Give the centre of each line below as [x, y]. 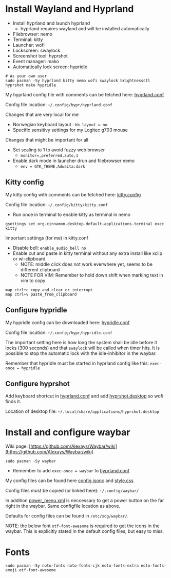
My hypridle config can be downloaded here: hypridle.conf [68, 322]
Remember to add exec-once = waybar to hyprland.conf [71, 471]
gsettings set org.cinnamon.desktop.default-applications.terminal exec [85, 224]
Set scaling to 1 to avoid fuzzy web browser [59, 150]
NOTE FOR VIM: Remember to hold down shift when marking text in [92, 275]
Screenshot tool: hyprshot [40, 56]
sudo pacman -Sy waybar [31, 461]
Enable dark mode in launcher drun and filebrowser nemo [74, 161]
